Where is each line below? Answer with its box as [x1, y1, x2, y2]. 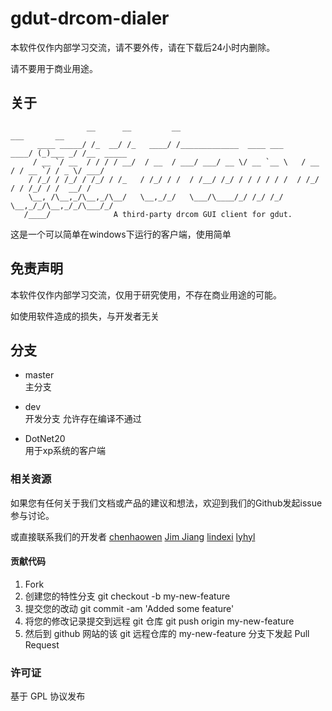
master [24, 369, 55, 381]
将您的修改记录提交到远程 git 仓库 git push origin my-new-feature [24, 615, 295, 627]
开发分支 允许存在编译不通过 [24, 413, 142, 425]
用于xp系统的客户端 [24, 445, 107, 457]
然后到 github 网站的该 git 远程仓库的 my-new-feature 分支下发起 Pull [24, 627, 310, 639]
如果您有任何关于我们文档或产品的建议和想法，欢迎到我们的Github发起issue [10, 497, 323, 509]
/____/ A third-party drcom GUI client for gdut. [23, 209, 293, 219]
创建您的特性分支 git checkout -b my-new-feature [24, 590, 231, 602]
